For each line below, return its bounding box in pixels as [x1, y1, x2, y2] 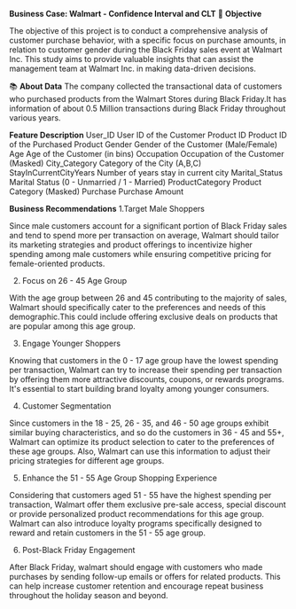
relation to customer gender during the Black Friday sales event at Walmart [9, 44, 283, 55]
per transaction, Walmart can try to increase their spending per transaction [9, 364, 283, 375]
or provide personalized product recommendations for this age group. [9, 509, 264, 519]
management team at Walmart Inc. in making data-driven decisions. [9, 63, 257, 74]
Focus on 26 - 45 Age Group [21, 276, 128, 285]
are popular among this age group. [9, 321, 136, 332]
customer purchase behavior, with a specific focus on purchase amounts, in [9, 35, 286, 45]
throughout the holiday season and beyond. [9, 590, 168, 600]
